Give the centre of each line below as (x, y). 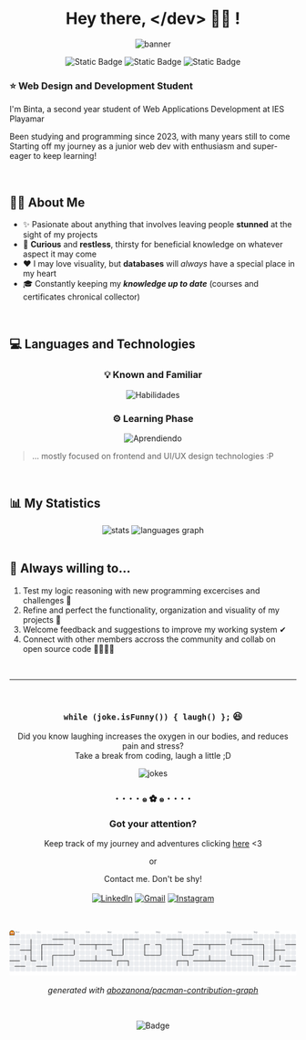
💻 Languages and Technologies (102, 345)
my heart (40, 274)
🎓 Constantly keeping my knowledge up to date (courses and (141, 284)
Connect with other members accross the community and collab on (149, 639)
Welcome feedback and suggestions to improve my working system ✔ (154, 629)
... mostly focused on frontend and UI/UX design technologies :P (153, 457)
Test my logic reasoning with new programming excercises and (141, 590)
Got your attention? (153, 824)
